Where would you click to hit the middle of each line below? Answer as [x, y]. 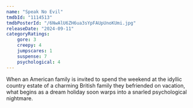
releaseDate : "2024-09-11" [40, 28]
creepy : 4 [30, 46]
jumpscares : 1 [35, 51]
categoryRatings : [28, 34]
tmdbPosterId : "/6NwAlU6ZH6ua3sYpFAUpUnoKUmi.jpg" [71, 23]
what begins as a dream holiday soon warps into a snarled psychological [96, 92]
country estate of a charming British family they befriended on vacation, [96, 85]
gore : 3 [27, 40]
